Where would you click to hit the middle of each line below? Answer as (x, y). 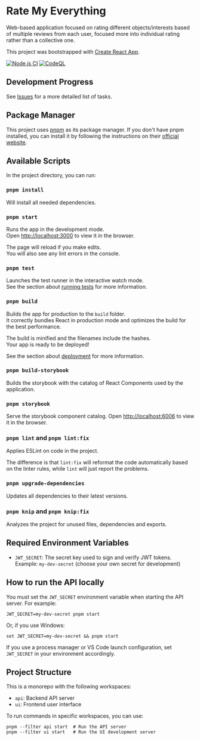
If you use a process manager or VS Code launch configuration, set (89, 647)
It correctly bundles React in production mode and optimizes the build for (96, 320)
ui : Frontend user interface (48, 705)
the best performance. (34, 326)
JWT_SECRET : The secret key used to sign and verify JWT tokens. (93, 557)
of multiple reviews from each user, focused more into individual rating (93, 33)
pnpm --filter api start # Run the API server (67, 727)
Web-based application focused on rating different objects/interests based (98, 27)
